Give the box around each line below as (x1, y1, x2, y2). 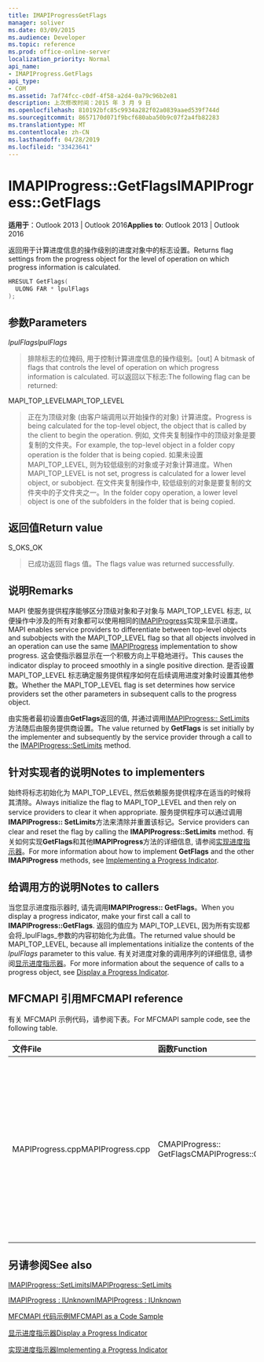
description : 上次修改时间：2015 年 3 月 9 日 (8, 99, 152, 107)
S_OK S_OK (8, 543, 43, 552)
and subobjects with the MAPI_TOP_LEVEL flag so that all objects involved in (8, 633, 256, 643)
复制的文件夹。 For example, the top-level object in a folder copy (27, 440, 236, 449)
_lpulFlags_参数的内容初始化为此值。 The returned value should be (21, 931, 236, 939)
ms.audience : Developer (8, 33, 86, 42)
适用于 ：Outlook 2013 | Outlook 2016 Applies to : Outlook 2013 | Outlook (8, 221, 240, 230)
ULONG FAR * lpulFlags (15, 285, 90, 293)
